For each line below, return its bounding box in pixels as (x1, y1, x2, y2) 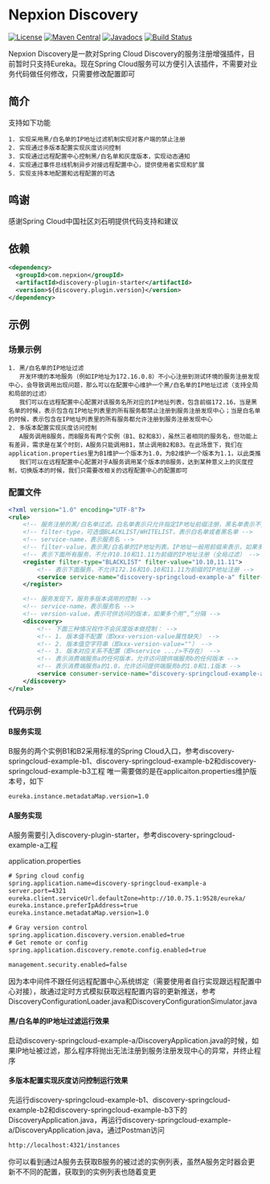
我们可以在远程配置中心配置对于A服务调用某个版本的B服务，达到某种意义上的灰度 (18, 458, 247, 467)
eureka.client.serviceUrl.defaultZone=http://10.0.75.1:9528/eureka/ (8, 894, 247, 902)
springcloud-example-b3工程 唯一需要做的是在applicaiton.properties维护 (8, 766, 251, 775)
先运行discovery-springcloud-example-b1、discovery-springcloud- (8, 1095, 231, 1104)
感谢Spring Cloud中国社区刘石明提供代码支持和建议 (8, 216, 179, 226)
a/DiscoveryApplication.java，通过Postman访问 (8, 1124, 165, 1135)
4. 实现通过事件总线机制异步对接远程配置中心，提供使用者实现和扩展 (8, 161, 205, 169)
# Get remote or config (8, 939, 88, 947)
